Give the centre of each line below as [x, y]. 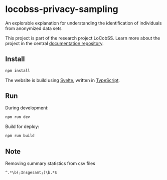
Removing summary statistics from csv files [50, 163]
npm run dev [18, 117]
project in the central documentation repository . [54, 43]
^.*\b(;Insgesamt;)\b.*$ [31, 172]
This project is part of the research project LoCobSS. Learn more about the [83, 38]
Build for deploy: [22, 126]
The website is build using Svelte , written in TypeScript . [63, 80]
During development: [27, 108]
